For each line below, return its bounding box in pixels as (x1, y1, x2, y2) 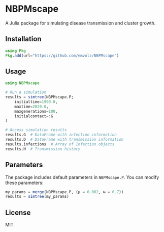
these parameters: (5, 179, 44, 186)
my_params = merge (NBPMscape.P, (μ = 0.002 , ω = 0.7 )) (5, 189, 124, 194)
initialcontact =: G (14, 113, 53, 119)
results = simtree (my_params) (5, 194, 70, 199)
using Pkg (5, 48, 26, 54)
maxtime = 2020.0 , (14, 104, 49, 109)
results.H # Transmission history (5, 146, 81, 151)
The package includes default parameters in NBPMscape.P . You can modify (5, 174, 159, 180)
